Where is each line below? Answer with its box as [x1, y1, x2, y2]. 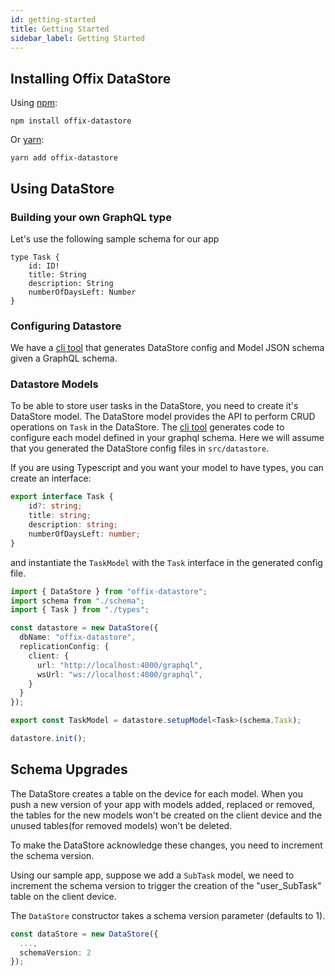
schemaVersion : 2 [19, 947, 92, 958]
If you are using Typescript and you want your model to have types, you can [10, 462, 324, 474]
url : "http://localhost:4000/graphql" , [36, 660, 203, 670]
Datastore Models [10, 377, 99, 391]
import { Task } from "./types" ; [10, 605, 150, 615]
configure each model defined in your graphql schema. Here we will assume [10, 432, 325, 444]
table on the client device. [10, 890, 117, 902]
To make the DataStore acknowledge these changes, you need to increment [10, 839, 323, 851]
